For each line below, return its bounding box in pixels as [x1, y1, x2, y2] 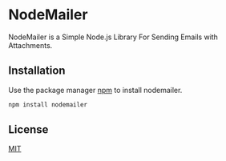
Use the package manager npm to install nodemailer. [8, 85, 183, 95]
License [8, 123, 49, 137]
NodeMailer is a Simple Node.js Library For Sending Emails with [8, 32, 219, 42]
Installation [8, 64, 66, 78]
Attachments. [8, 40, 53, 50]
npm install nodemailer [8, 100, 88, 109]
